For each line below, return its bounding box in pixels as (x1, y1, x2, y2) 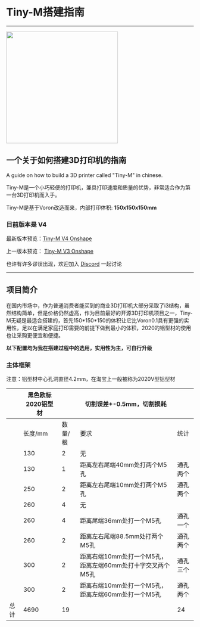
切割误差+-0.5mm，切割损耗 (85, 400, 167, 408)
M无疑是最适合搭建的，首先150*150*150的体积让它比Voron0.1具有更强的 (6, 316, 185, 324)
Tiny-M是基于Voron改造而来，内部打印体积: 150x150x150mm (6, 204, 157, 211)
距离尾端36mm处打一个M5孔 (80, 517, 162, 525)
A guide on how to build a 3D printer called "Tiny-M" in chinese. (6, 171, 163, 179)
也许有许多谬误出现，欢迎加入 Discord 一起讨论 (6, 260, 122, 268)
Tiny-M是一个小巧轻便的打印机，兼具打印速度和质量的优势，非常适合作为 (6, 184, 186, 191)
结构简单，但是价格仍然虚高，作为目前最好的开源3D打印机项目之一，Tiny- (11, 309, 193, 316)
